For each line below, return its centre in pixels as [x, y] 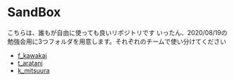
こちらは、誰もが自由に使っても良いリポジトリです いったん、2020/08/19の [117, 32]
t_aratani [30, 63]
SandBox [34, 12]
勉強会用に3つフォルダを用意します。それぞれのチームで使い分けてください [117, 41]
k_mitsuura [33, 70]
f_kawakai [32, 55]
